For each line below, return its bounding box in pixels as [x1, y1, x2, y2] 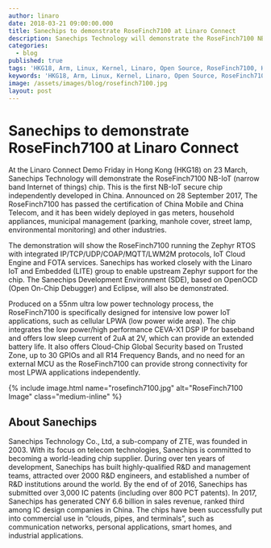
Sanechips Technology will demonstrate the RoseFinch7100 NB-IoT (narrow [8, 174, 260, 184]
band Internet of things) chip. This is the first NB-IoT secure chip [8, 182, 223, 192]
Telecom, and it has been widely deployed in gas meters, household [8, 208, 235, 218]
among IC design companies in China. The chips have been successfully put [8, 505, 263, 515]
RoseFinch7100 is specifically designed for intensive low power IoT [8, 308, 231, 318]
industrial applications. [8, 531, 84, 541]
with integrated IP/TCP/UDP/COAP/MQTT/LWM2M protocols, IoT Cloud [8, 249, 246, 259]
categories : [8, 42, 48, 50]
